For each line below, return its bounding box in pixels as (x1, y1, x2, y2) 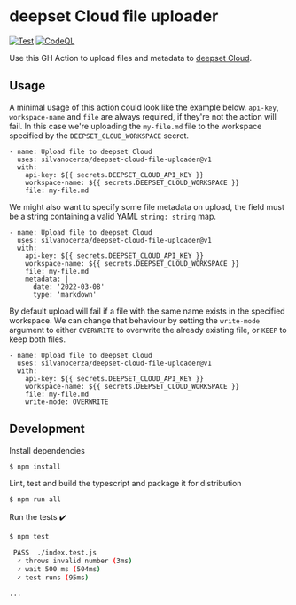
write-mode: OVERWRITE (25, 397, 109, 407)
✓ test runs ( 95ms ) (17, 573, 90, 582)
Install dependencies (9, 445, 86, 455)
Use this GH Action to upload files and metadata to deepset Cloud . (9, 52, 253, 63)
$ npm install (9, 462, 62, 471)
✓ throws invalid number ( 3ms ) (17, 556, 133, 566)
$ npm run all (9, 495, 62, 504)
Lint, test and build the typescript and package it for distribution (9, 478, 242, 489)
